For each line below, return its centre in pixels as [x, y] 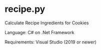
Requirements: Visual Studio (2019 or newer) [51, 42]
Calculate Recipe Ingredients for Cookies [47, 23]
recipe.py [25, 9]
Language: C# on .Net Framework [39, 32]
